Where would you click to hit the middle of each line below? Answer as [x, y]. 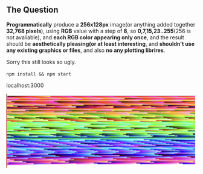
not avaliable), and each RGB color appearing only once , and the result [95, 37]
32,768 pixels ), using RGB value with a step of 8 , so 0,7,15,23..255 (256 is [99, 31]
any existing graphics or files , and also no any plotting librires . [86, 50]
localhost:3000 [25, 85]
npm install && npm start [39, 74]
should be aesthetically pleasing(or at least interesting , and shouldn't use [101, 43]
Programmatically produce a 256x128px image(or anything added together [101, 24]
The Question [32, 10]
